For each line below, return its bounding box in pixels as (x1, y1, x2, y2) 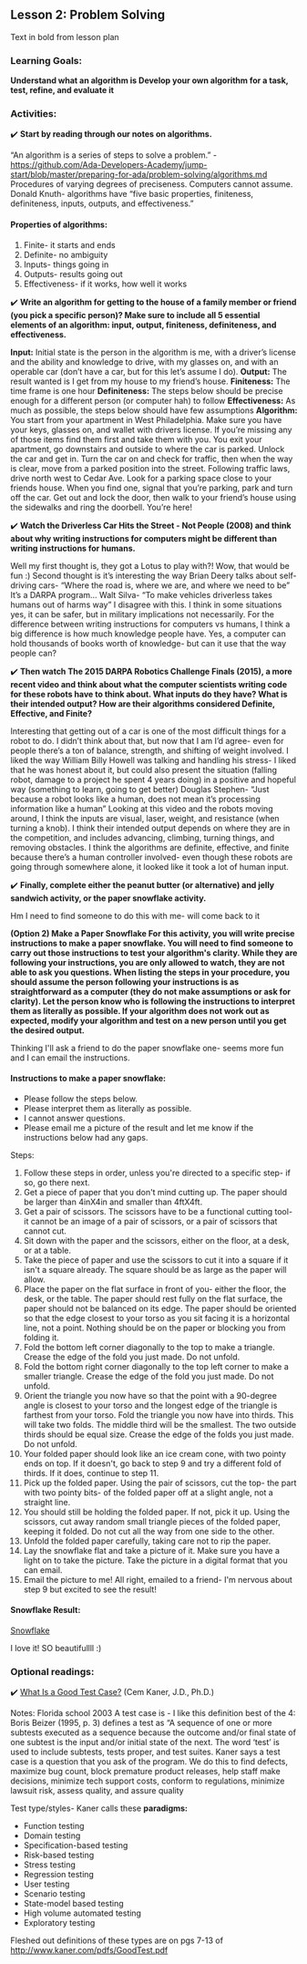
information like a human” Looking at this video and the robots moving (10, 802, 273, 814)
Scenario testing (23, 1888, 86, 1899)
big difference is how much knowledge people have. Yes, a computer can (10, 628, 286, 639)
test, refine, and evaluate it (10, 85, 115, 96)
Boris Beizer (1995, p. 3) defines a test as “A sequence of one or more (10, 1718, 272, 1729)
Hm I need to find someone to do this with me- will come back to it (10, 910, 261, 921)
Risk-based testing (23, 1850, 95, 1861)
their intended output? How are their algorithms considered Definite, (10, 698, 276, 709)
